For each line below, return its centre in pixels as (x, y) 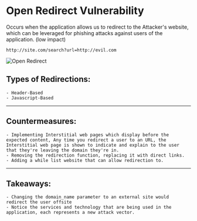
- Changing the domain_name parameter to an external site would (87, 197)
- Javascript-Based (30, 98)
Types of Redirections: (48, 79)
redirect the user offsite (39, 202)
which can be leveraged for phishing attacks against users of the (84, 33)
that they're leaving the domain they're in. (62, 150)
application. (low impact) (36, 39)
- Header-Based (25, 93)
